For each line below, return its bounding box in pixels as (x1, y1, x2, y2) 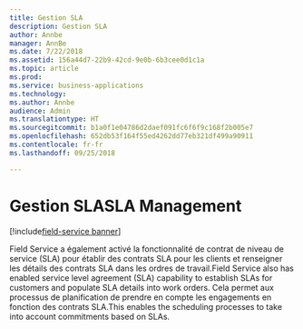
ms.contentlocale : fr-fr (9, 140, 103, 149)
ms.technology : (9, 89, 67, 98)
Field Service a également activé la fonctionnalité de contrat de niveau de (9, 243, 284, 254)
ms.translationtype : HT (9, 115, 100, 124)
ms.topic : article (9, 65, 79, 74)
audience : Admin (9, 106, 71, 115)
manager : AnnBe (9, 38, 67, 48)
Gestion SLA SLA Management (9, 195, 242, 216)
